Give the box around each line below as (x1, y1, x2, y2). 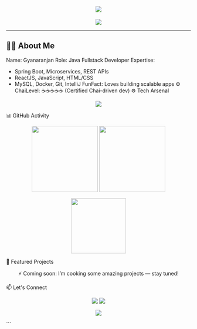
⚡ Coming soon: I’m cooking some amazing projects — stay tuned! (18, 270, 179, 277)
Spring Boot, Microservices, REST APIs (14, 68, 109, 75)
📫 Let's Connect (6, 284, 47, 291)
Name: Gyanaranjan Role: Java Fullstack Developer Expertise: (6, 56, 155, 63)
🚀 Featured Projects (6, 258, 54, 265)
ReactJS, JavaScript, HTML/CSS (14, 74, 94, 81)
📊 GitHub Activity (6, 112, 50, 119)
